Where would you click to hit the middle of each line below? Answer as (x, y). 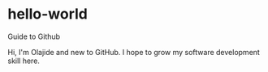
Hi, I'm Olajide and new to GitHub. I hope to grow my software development (134, 52)
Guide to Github (34, 36)
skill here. (24, 61)
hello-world (48, 14)
